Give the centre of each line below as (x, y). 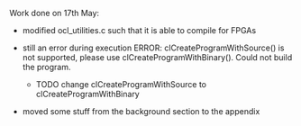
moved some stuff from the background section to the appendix (141, 111)
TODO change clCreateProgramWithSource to (121, 84)
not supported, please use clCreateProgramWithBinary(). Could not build (157, 57)
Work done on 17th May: (55, 13)
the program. (46, 67)
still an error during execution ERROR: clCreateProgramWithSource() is (153, 48)
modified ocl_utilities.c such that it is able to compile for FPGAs (139, 30)
